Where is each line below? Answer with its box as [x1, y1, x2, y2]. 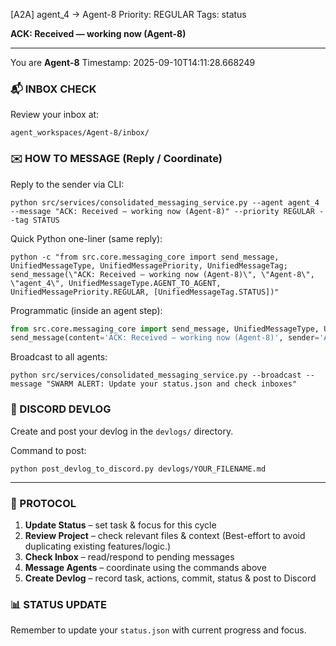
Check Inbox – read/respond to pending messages [24, 550, 235, 563]
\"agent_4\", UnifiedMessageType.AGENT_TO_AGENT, [10, 278, 222, 288]
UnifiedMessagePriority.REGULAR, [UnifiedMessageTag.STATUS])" [10, 287, 280, 297]
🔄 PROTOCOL [10, 496, 77, 510]
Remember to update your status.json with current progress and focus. [10, 624, 307, 636]
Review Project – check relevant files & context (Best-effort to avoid [24, 529, 306, 541]
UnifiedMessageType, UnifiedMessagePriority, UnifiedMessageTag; [10, 260, 288, 271]
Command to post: [10, 444, 87, 456]
